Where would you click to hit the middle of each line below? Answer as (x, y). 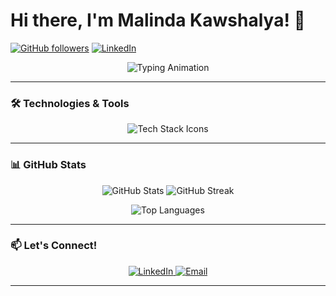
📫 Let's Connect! (54, 246)
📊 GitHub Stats (48, 165)
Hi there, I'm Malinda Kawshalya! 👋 (158, 20)
